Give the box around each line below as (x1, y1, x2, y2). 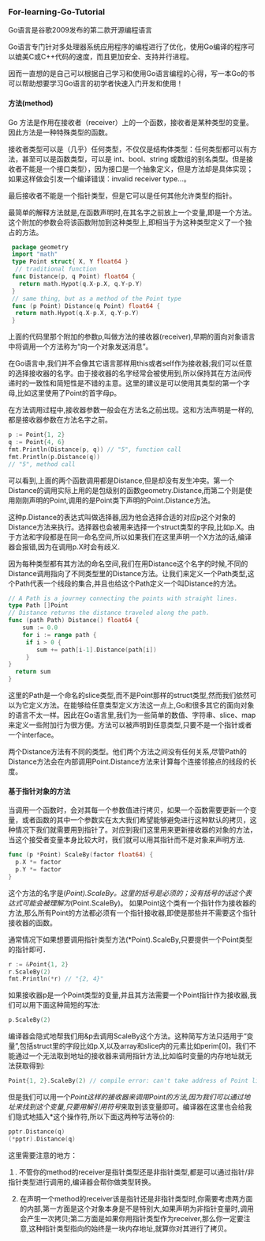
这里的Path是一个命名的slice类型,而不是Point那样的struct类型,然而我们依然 (8, 691, 250, 700)
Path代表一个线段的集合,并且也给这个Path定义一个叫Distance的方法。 (14, 579, 241, 588)
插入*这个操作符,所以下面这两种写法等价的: (35, 1112, 175, 1121)
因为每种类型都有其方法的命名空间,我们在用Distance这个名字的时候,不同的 (8, 559, 248, 568)
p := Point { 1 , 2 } (8, 431, 65, 439)
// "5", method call (8, 460, 77, 469)
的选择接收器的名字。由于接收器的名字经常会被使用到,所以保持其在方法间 (8, 369, 246, 378)
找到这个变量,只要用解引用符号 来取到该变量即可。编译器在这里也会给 (21, 1102, 246, 1112)
